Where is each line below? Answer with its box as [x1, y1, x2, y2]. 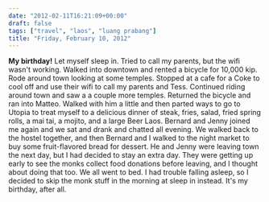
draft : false [8, 19, 52, 27]
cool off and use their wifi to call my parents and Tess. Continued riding [8, 82, 246, 92]
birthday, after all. [8, 184, 67, 194]
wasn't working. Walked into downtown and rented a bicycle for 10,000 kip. [8, 65, 258, 75]
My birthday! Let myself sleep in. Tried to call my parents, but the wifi [8, 56, 240, 66]
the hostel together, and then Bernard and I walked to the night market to [8, 134, 250, 143]
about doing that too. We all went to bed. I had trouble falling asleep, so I [8, 167, 249, 177]
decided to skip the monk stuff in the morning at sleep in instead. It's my [8, 176, 248, 186]
